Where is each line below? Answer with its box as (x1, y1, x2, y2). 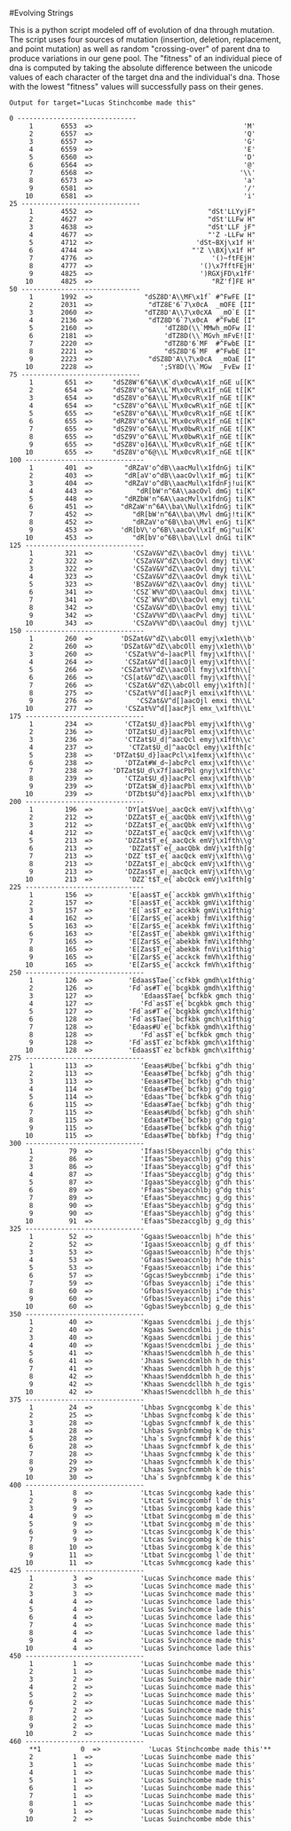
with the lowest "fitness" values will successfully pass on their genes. (9, 82, 263, 91)
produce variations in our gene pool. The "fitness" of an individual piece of (9, 53, 282, 63)
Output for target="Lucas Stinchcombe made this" (9, 99, 197, 107)
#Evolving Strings (9, 8, 74, 18)
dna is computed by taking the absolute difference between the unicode (9, 62, 273, 73)
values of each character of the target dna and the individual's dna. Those (9, 72, 280, 83)
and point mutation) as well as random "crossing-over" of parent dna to (9, 43, 271, 54)
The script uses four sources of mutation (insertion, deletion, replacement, (9, 35, 282, 44)
